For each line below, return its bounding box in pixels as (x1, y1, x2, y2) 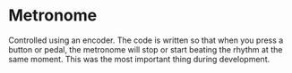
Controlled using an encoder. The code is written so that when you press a (8, 35, 284, 45)
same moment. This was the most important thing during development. (8, 53, 271, 64)
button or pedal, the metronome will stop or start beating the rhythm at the (8, 44, 283, 54)
